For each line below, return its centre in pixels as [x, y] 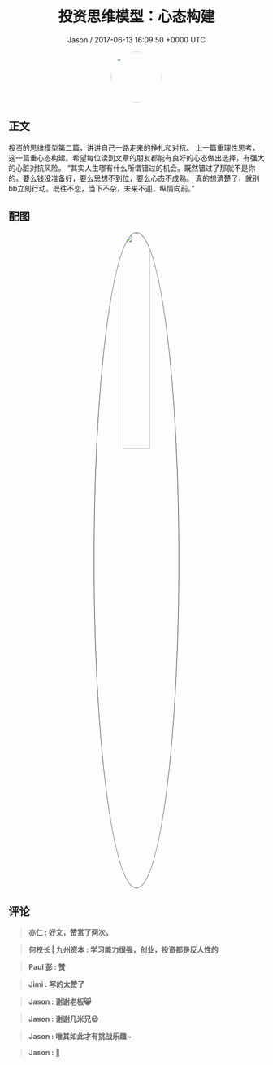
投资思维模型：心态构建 [136, 17]
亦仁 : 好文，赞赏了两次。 [71, 932]
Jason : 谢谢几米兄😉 [63, 1019]
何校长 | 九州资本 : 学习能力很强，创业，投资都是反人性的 [123, 950]
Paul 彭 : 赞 [47, 967]
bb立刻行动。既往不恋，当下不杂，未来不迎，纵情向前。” [102, 188]
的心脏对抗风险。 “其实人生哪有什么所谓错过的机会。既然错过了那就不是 [129, 168]
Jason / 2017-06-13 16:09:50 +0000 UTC [136, 39]
